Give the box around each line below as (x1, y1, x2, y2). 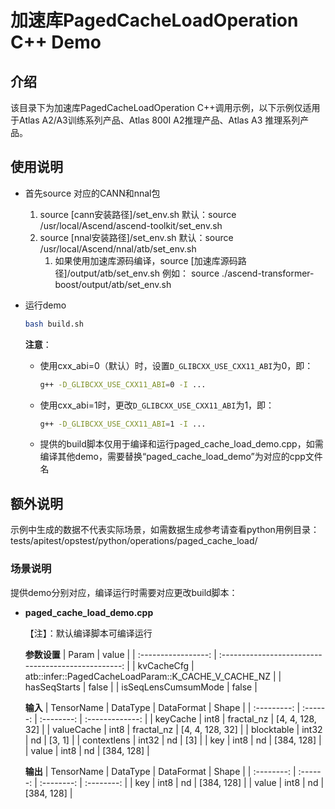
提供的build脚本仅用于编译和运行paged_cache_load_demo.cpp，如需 (39, 438, 324, 450)
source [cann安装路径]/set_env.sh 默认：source (39, 208, 237, 220)
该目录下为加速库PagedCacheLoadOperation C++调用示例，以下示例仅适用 (10, 102, 321, 113)
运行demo (24, 299, 67, 311)
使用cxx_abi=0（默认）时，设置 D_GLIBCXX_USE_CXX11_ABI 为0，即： (39, 359, 314, 371)
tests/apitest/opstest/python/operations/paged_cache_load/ (10, 535, 258, 547)
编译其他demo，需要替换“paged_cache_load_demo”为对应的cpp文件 (39, 451, 323, 463)
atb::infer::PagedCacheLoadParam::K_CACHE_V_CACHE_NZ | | (24, 670, 282, 682)
